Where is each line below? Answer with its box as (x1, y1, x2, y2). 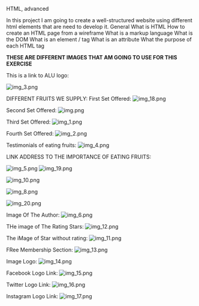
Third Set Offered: (6, 118, 51, 125)
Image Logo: (6, 258, 37, 265)
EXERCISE (6, 60, 32, 67)
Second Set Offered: (6, 107, 57, 113)
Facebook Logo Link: (6, 269, 58, 277)
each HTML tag (6, 42, 45, 49)
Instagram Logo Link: (6, 293, 59, 299)
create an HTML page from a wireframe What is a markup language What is (6, 29, 193, 37)
